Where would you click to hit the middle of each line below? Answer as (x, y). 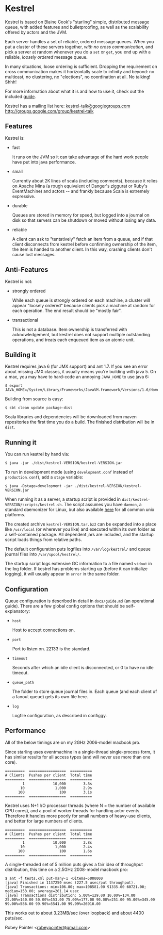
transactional (25, 320)
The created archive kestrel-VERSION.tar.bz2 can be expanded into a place (81, 524)
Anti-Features (27, 270)
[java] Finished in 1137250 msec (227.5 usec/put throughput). (70, 883)
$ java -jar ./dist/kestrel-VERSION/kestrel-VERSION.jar (64, 463)
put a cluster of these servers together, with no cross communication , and (79, 47)
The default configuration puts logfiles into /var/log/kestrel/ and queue (78, 549)
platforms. (15, 515)
